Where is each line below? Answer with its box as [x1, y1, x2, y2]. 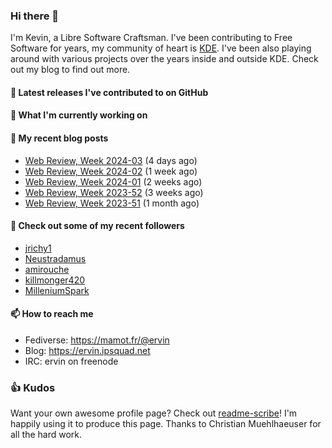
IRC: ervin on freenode [24, 355, 119, 368]
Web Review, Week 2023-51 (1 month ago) [24, 197, 200, 209]
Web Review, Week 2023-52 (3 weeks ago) [24, 186, 204, 198]
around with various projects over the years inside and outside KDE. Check [10, 53, 319, 65]
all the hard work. [10, 429, 83, 441]
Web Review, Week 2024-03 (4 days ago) [24, 154, 198, 166]
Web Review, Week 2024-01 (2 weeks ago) [24, 175, 203, 188]
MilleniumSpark [24, 284, 90, 296]
